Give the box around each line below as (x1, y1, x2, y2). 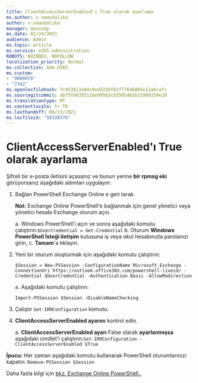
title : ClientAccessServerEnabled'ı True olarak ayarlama (6, 8, 154, 15)
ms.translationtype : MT (6, 98, 66, 104)
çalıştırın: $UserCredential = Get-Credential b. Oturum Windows (14, 227, 175, 234)
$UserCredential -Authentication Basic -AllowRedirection (44, 273, 193, 279)
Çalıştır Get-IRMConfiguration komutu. (14, 306, 109, 313)
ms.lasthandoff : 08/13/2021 (6, 109, 77, 115)
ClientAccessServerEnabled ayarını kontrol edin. (14, 317, 138, 324)
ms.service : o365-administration (6, 48, 90, 54)
